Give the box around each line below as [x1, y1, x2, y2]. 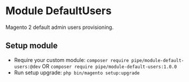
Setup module [5, 41, 58, 51]
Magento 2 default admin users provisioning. [5, 24, 114, 31]
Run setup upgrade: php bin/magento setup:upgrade [14, 69, 140, 76]
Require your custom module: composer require [14, 56, 129, 63]
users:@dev [14, 64, 41, 70]
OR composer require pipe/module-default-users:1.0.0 [42, 63, 177, 70]
